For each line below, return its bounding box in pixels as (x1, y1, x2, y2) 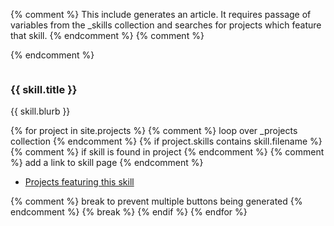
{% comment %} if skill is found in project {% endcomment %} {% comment (10, 146, 325, 158)
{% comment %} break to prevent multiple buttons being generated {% (10, 195, 303, 208)
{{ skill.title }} (10, 82, 78, 96)
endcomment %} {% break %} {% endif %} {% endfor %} (10, 206, 248, 218)
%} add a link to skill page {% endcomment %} (10, 157, 204, 169)
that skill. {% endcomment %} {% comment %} (10, 30, 205, 41)
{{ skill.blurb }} (10, 105, 71, 118)
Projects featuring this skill (24, 176, 135, 188)
